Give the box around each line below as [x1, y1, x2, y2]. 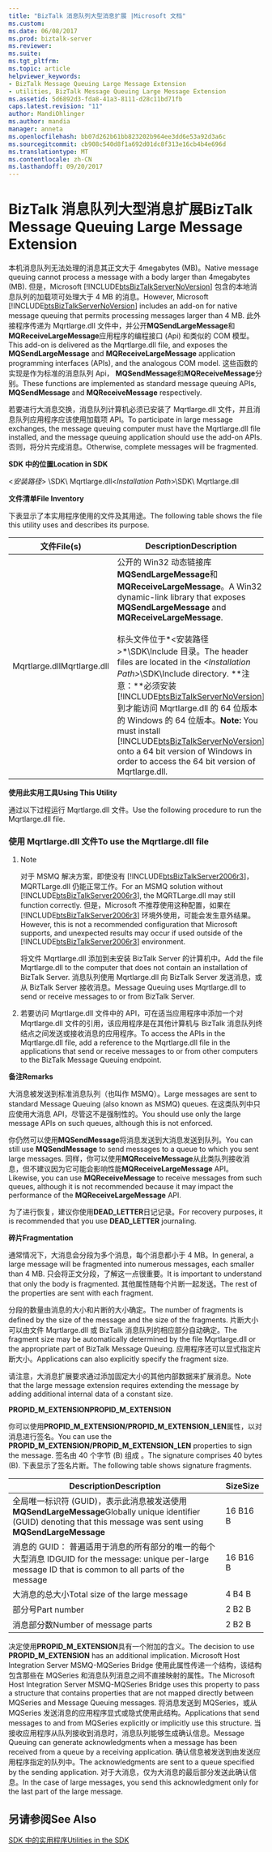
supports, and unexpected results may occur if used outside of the [19, 928, 243, 938]
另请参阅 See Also [8, 1812, 97, 1826]
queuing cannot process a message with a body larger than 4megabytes [8, 273, 251, 282]
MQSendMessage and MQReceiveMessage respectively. [8, 388, 202, 397]
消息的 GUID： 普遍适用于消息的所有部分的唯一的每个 [12, 1541, 216, 1553]
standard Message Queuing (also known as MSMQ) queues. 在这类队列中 [8, 1099, 253, 1109]
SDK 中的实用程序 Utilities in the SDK [8, 1835, 130, 1846]
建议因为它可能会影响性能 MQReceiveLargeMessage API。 [36, 1164, 233, 1174]
